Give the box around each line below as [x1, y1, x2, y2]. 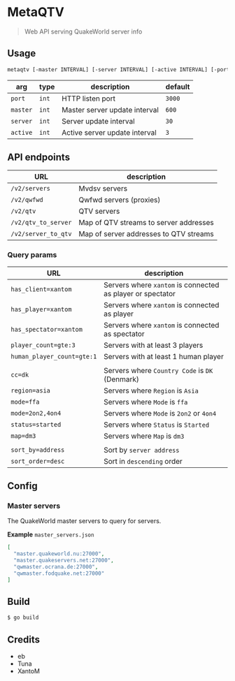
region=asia [10, 386, 51, 395]
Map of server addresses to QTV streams [78, 229, 215, 239]
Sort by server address [104, 445, 180, 455]
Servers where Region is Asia [104, 386, 199, 395]
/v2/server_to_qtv [10, 230, 72, 238]
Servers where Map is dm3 [104, 431, 185, 441]
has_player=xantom [10, 305, 72, 313]
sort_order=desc [10, 457, 65, 465]
